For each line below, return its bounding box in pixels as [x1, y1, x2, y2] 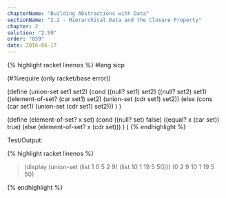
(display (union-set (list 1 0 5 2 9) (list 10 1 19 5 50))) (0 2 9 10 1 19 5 [23, 163, 215, 170]
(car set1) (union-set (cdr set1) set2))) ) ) [7, 102, 122, 110]
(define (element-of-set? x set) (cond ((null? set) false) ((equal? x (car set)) [7, 115, 220, 124]
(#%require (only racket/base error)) [7, 74, 112, 82]
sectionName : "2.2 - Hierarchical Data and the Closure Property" [7, 16, 202, 23]
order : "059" [7, 36, 45, 43]
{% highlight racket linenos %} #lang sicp [7, 61, 125, 69]
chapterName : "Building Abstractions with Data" [7, 10, 150, 17]
